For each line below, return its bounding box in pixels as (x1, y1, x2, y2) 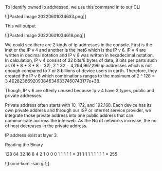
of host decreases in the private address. (5, 123, 88, 129)
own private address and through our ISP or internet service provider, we (5, 107, 151, 113)
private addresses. (5, 93, 43, 98)
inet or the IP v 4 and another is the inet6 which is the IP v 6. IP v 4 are (5, 47, 146, 53)
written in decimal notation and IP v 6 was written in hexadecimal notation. (5, 52, 154, 58)
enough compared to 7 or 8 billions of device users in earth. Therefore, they (5, 68, 157, 74)
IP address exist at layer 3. (5, 133, 58, 138)
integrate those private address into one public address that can (5, 113, 134, 118)
